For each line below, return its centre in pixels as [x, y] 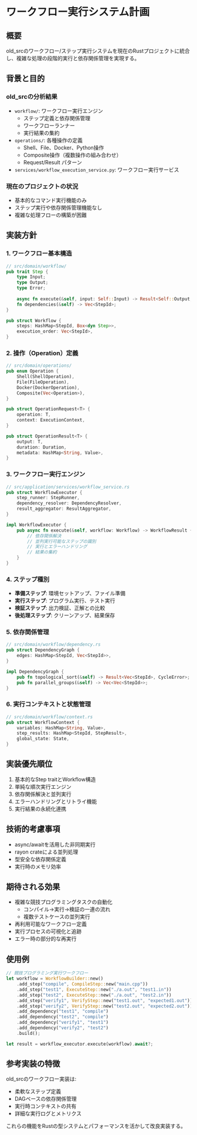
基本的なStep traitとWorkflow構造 [55, 779]
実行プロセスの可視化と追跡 [48, 931]
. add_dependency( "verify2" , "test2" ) [63, 1028]
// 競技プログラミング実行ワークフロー [47, 973]
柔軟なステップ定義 [38, 1091]
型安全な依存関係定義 [40, 859]
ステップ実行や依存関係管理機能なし [58, 207]
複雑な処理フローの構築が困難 [50, 215]
